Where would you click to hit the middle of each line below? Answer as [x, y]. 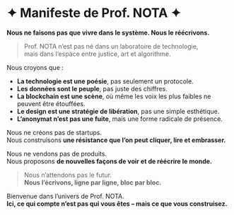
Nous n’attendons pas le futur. [68, 175]
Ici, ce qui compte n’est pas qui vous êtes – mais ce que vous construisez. [117, 204]
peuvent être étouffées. [51, 103]
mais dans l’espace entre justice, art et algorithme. [97, 54]
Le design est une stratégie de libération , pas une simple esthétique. [118, 111]
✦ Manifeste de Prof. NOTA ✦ [94, 13]
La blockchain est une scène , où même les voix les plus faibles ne [114, 96]
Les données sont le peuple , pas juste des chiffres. [92, 88]
